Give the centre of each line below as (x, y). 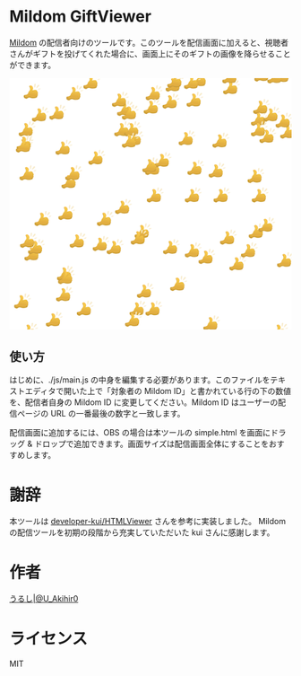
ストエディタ (33, 391)
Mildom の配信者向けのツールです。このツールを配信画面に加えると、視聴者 (149, 42)
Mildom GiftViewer (81, 17)
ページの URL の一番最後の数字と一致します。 (101, 414)
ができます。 (33, 65)
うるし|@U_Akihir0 (44, 599)
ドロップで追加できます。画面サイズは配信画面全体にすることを (152, 444)
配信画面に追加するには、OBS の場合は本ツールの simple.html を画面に (140, 433)
